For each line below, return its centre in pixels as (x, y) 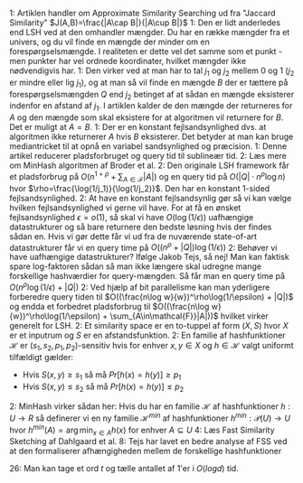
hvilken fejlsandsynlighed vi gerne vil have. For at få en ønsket (125, 208)
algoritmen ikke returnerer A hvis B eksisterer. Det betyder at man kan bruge (151, 137)
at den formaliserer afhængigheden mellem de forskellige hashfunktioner (146, 451)
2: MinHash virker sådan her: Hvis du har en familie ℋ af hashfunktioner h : (150, 406)
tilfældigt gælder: (42, 357)
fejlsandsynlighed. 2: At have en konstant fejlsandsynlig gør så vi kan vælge (151, 198)
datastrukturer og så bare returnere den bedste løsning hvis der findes (141, 227)
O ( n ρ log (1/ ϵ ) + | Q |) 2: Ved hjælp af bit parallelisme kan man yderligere (140, 286)
